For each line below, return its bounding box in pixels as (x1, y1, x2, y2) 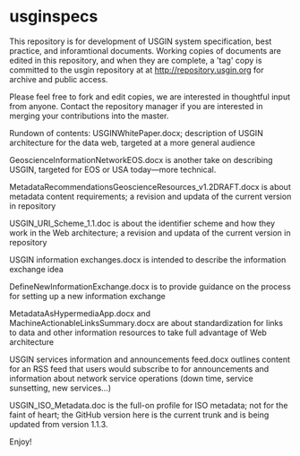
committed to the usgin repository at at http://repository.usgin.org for (9, 65, 264, 75)
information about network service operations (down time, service (9, 373, 253, 383)
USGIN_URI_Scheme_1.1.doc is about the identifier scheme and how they (9, 218, 276, 228)
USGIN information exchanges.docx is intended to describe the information (9, 254, 287, 265)
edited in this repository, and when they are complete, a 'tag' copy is (9, 55, 262, 65)
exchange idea (9, 263, 64, 274)
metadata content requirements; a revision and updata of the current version (9, 191, 292, 202)
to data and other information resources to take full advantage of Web (9, 327, 267, 338)
